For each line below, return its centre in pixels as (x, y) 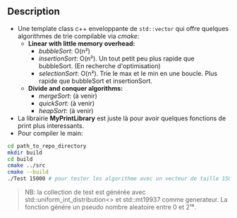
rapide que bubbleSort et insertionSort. (96, 81)
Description (34, 12)
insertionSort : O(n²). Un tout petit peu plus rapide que (117, 58)
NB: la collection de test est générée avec (85, 192)
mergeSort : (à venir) (68, 96)
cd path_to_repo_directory (47, 146)
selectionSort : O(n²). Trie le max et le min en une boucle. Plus (128, 73)
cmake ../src (26, 166)
